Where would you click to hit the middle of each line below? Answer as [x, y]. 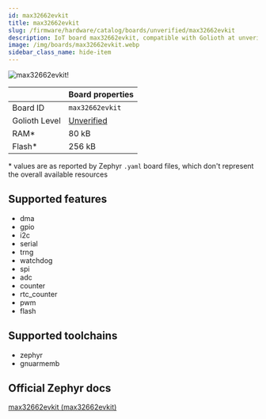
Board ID [28, 108]
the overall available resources [58, 174]
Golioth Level [36, 121]
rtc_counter [38, 294]
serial [28, 243]
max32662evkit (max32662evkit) [63, 407]
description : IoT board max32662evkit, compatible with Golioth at [122, 38]
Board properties [101, 94]
